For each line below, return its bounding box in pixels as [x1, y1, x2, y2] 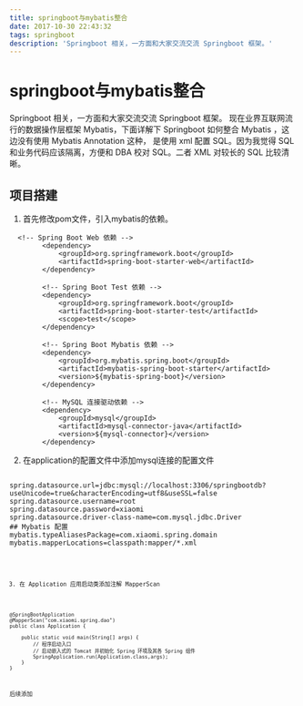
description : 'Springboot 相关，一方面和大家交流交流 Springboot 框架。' [9, 38, 273, 48]
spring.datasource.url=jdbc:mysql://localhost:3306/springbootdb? [9, 481, 267, 490]
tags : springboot [9, 30, 76, 39]
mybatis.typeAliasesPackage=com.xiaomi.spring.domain [9, 530, 218, 539]
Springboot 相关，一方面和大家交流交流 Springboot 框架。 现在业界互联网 [9, 113, 286, 124]
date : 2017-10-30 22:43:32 [9, 22, 112, 31]
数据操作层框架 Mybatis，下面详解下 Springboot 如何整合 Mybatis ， [25, 124, 282, 135]
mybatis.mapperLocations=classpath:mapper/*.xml [9, 538, 197, 547]
